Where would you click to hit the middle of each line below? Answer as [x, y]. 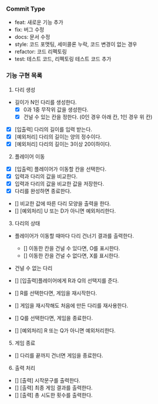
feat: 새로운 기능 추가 [39, 22]
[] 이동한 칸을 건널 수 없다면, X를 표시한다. [72, 256]
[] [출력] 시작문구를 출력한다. [47, 381]
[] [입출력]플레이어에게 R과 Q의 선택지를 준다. [67, 281]
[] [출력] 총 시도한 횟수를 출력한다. [53, 395]
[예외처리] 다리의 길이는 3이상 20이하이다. [63, 144]
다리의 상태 [27, 223]
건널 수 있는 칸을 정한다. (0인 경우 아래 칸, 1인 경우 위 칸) [88, 117]
